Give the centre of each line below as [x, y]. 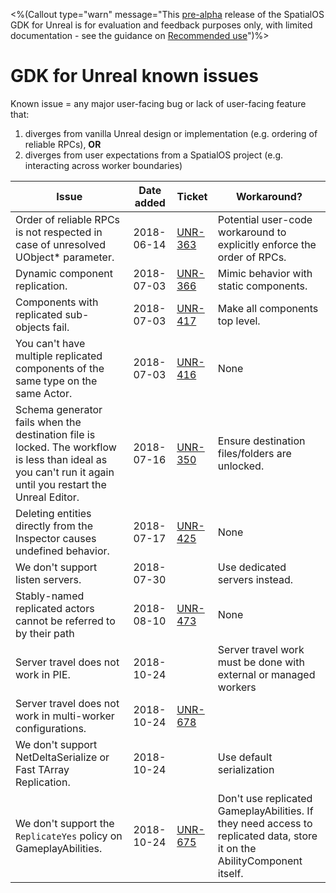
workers [237, 687]
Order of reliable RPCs [68, 219]
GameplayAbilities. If [265, 811]
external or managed [266, 674]
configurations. [51, 728]
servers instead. [255, 579]
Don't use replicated [265, 798]
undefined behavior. [62, 551]
